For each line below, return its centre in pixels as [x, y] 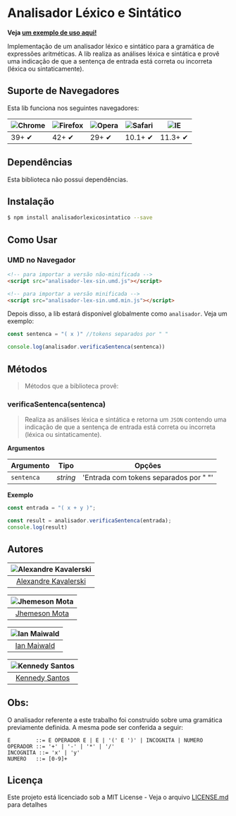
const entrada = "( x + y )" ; [52, 508]
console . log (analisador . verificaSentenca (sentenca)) [86, 347]
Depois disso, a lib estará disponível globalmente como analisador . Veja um [117, 314]
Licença [25, 780]
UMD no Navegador [42, 260]
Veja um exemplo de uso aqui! [52, 32]
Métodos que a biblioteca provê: [72, 386]
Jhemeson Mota [42, 613]
